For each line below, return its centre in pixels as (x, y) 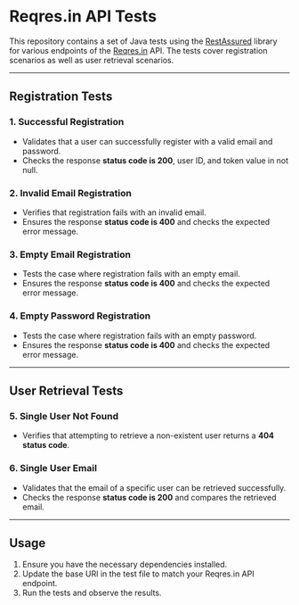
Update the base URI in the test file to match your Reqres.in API (138, 574)
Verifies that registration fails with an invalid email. (114, 212)
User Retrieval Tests (66, 390)
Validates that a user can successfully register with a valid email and (147, 141)
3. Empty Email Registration (70, 254)
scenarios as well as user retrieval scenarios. (92, 60)
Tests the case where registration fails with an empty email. (131, 274)
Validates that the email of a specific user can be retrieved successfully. (154, 487)
